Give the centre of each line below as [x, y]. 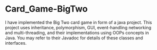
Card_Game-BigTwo [46, 9]
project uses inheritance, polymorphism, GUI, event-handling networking [78, 27]
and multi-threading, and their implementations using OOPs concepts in [77, 33]
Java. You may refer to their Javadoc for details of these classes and [74, 38]
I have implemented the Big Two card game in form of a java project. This [78, 22]
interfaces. [16, 43]
